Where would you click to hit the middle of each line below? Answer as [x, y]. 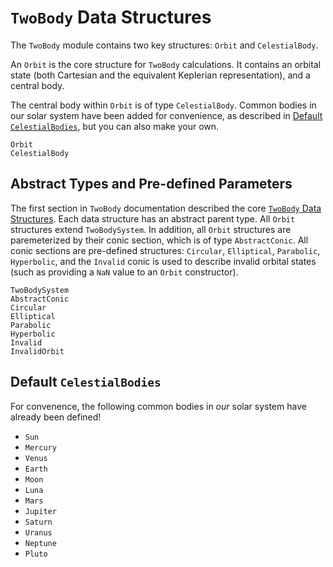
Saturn [38, 522]
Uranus [38, 532]
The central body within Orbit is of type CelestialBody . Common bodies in [163, 105]
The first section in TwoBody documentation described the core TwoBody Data [166, 208]
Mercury [40, 447]
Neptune [40, 543]
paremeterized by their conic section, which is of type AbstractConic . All [159, 240]
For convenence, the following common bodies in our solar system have [158, 406]
